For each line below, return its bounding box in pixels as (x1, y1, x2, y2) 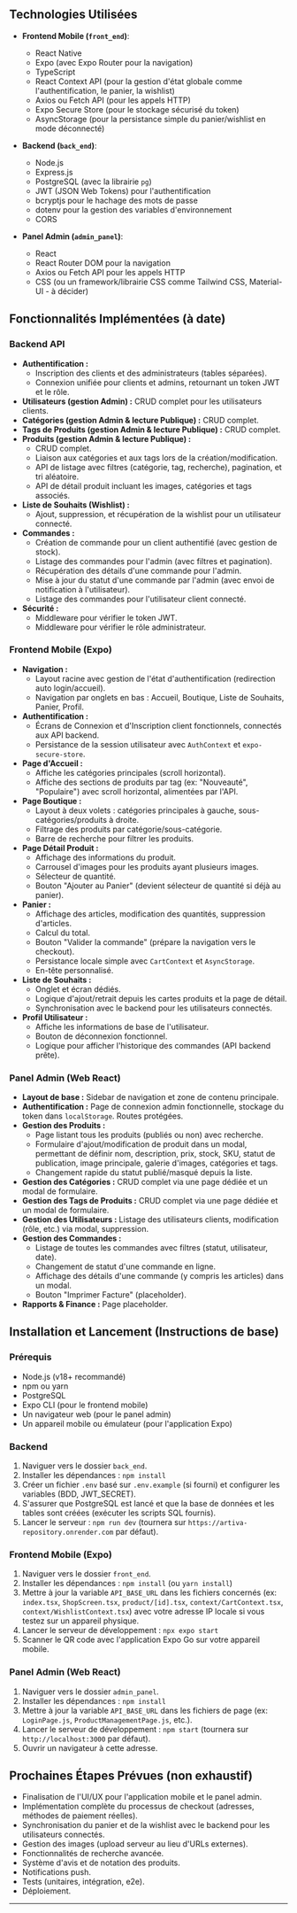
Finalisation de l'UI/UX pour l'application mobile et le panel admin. (21, 1792, 263, 1802)
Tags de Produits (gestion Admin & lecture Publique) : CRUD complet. (21, 424, 281, 435)
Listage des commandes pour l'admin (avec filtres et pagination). (34, 555, 272, 566)
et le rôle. (34, 386, 70, 397)
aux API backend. (34, 730, 100, 740)
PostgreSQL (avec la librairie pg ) (34, 176, 152, 187)
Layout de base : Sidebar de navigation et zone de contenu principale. (21, 1092, 279, 1103)
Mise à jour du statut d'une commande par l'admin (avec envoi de (34, 575, 275, 585)
